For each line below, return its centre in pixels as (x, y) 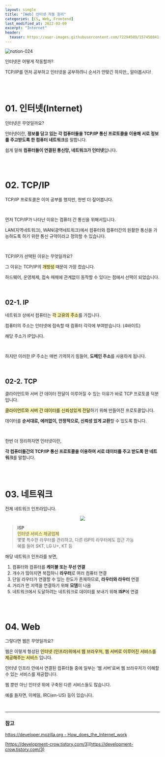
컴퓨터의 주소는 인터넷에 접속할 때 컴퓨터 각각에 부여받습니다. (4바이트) (73, 325)
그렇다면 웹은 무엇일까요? (29, 641)
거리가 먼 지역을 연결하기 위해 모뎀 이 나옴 (52, 585)
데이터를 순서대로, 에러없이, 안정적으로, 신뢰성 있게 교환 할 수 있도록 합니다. (76, 421)
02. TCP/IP (27, 185)
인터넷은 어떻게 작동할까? (29, 61)
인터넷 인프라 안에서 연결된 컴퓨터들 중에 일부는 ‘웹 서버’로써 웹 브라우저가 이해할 (82, 668)
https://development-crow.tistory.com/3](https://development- (70, 744)
